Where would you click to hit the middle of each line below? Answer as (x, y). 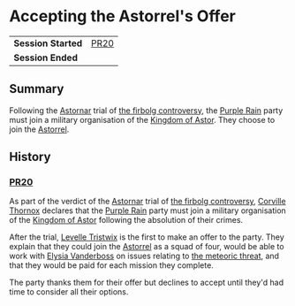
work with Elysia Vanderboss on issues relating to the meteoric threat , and (144, 256)
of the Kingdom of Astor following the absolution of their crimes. (126, 220)
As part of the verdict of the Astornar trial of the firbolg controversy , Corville (147, 202)
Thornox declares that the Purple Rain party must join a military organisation (148, 210)
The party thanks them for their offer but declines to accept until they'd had (147, 283)
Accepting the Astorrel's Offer (122, 16)
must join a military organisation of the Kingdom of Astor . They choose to (142, 119)
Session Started (48, 43)
